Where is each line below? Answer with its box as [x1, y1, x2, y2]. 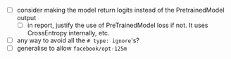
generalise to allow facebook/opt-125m [16, 44, 127, 53]
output [16, 14, 37, 22]
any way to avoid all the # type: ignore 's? [16, 36, 140, 44]
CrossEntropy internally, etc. [27, 29, 110, 37]
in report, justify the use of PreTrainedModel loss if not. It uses [27, 21, 208, 30]
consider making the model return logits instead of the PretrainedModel [16, 6, 225, 14]
